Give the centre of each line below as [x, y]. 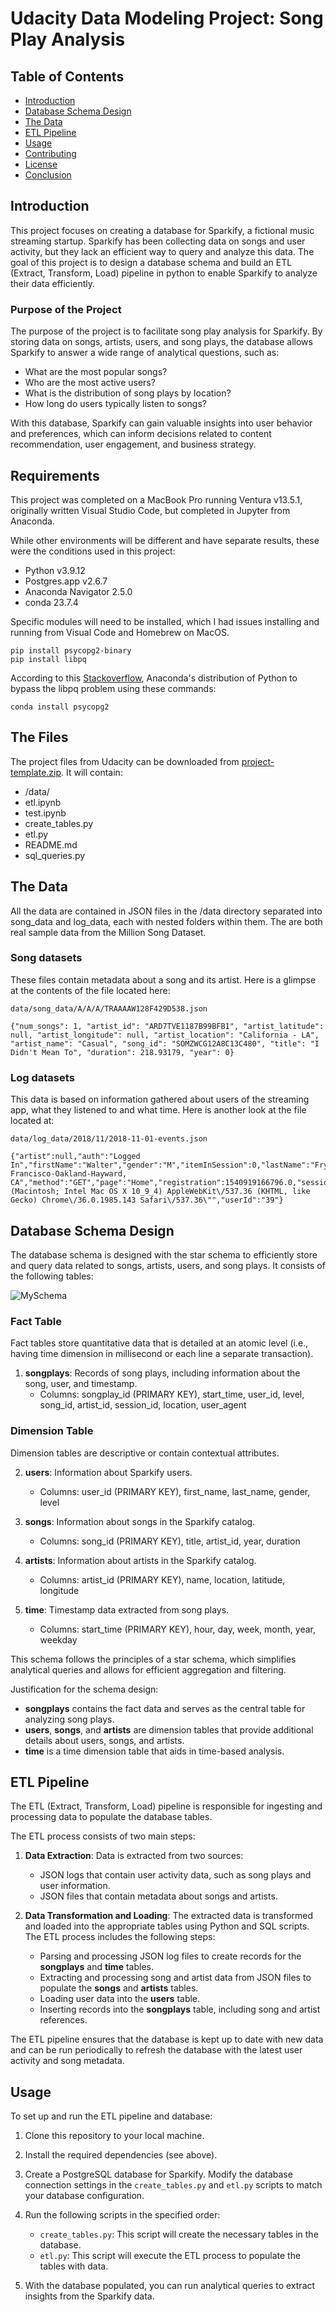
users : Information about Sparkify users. [108, 1472]
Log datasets [42, 1077]
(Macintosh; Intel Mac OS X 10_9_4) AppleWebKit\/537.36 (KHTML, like [160, 1192]
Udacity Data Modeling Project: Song [167, 18]
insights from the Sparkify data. [89, 2296]
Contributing [50, 153]
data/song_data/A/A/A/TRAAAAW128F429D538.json [109, 1008]
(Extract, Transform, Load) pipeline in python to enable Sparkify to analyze [164, 273]
